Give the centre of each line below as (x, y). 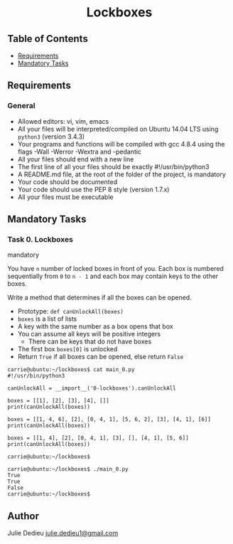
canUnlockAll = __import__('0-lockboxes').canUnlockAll (92, 388)
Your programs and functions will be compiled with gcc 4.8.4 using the (121, 144)
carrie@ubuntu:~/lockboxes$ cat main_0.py (71, 370)
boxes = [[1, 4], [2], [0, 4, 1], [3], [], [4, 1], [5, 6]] (98, 438)
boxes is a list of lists (47, 319)
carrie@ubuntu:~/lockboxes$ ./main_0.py (68, 469)
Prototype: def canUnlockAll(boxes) (71, 311)
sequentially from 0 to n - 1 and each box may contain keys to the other (113, 276)
